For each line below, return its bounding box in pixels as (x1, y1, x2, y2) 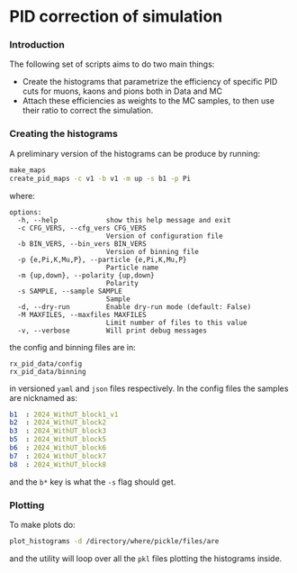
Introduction (9, 39, 65, 51)
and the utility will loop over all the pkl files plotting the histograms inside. (9, 552, 283, 564)
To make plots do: (9, 519, 76, 530)
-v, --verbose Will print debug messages (17, 326, 207, 335)
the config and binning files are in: (9, 341, 137, 352)
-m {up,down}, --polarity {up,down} (17, 270, 155, 280)
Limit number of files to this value (105, 318, 247, 327)
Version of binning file (105, 247, 200, 256)
